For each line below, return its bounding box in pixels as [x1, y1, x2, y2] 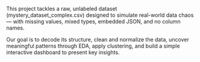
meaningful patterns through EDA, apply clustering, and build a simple [6, 42, 180, 49]
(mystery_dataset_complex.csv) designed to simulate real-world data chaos [6, 11, 194, 19]
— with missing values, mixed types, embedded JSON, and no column [6, 18, 181, 25]
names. [6, 24, 25, 31]
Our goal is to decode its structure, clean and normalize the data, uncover [6, 36, 190, 43]
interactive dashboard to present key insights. [6, 49, 120, 56]
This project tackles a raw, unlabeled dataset [6, 5, 117, 12]
